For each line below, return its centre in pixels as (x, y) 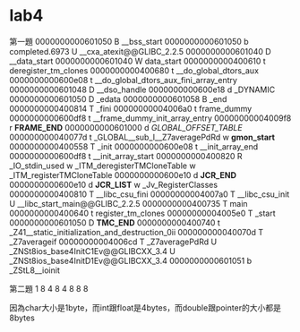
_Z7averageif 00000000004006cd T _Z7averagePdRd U (113, 242)
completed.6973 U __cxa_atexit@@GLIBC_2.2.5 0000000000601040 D (140, 51)
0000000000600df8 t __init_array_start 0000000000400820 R (126, 156)
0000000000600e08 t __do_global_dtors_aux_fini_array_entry (123, 80)
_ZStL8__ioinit (34, 270)
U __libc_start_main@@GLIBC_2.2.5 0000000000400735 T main (129, 203)
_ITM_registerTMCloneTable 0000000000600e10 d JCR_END (123, 175)
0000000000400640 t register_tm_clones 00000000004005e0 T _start (142, 213)
